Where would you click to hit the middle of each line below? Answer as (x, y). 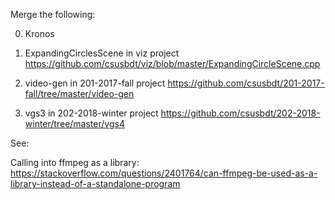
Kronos (39, 33)
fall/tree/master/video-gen (79, 93)
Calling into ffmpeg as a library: (75, 162)
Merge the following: (53, 14)
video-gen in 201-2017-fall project (95, 83)
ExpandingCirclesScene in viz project (102, 53)
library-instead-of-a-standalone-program (95, 183)
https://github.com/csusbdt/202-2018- (240, 113)
